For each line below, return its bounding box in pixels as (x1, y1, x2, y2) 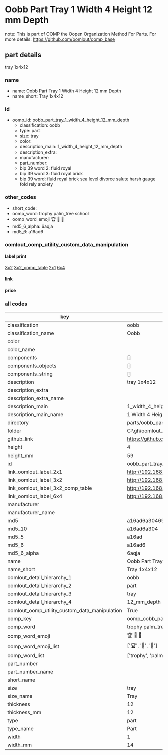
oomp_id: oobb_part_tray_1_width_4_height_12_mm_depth (12, 117, 130, 123)
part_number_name (7, 668, 53, 675)
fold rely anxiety (19, 181, 53, 187)
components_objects (7, 362, 57, 369)
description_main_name (7, 411, 64, 418)
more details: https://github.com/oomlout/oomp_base (5, 36, 115, 42)
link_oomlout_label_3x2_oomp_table (7, 485, 92, 492)
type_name (7, 725, 34, 732)
